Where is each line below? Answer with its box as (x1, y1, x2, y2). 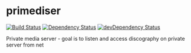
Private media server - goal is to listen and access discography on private (6, 35, 185, 42)
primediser (6, 4, 61, 18)
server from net (6, 41, 44, 48)
